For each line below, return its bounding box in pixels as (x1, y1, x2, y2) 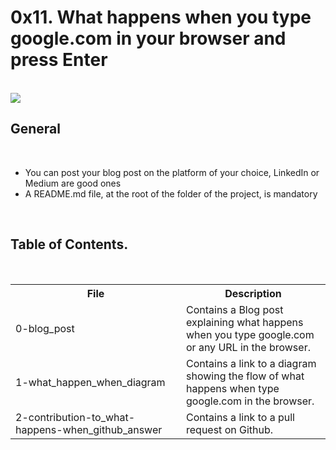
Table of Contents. (10, 236, 129, 253)
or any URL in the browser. (186, 340, 311, 354)
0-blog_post (15, 321, 75, 335)
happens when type (186, 381, 280, 395)
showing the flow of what (186, 369, 305, 383)
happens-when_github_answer (15, 422, 163, 436)
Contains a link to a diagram (186, 356, 317, 370)
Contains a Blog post (186, 302, 284, 316)
